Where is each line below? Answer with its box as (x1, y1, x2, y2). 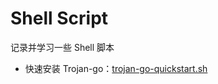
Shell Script (10, 7, 109, 30)
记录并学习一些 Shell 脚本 (10, 41, 115, 53)
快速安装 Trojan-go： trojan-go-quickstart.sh (24, 62, 208, 74)
